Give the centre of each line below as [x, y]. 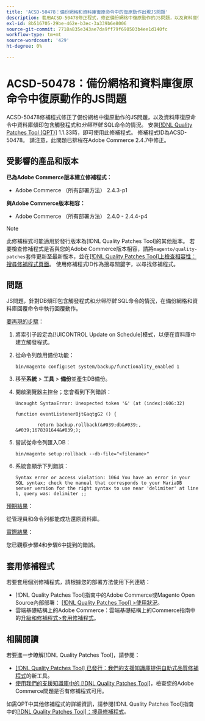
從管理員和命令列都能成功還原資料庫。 [54, 519]
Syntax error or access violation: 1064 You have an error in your [103, 478]
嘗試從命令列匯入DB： [43, 443]
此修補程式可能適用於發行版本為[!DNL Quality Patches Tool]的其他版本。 [97, 241]
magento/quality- [175, 249]
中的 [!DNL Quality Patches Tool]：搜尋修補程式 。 [68, 712]
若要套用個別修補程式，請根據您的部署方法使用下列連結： [78, 582]
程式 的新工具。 [34, 676]
